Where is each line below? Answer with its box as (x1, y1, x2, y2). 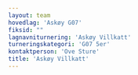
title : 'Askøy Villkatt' (8, 55, 89, 63)
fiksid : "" (8, 26, 44, 34)
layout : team (8, 11, 51, 20)
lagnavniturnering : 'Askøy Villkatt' (8, 33, 132, 41)
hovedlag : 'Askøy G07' (8, 19, 82, 27)
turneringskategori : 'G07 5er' (8, 41, 111, 48)
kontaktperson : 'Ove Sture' (8, 48, 100, 55)
